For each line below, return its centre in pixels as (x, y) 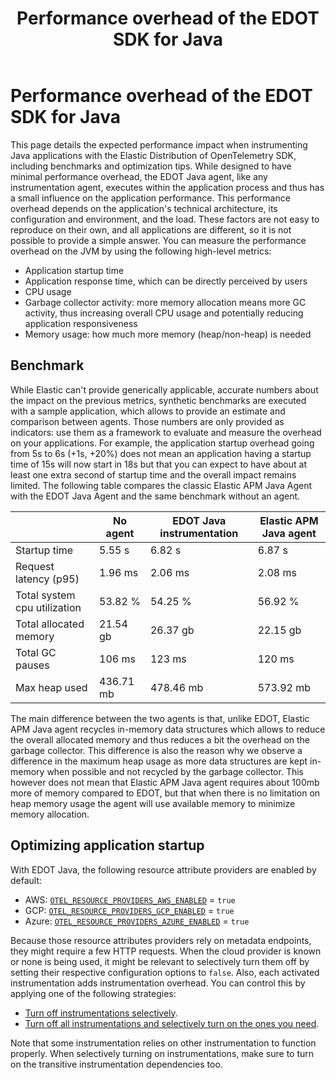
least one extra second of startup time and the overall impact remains (153, 474)
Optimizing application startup (107, 845)
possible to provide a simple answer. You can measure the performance (158, 240)
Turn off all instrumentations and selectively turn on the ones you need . (172, 1023)
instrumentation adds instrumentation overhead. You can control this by (158, 983)
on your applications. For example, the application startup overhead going (162, 443)
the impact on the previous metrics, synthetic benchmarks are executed (158, 400)
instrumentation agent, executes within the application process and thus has (167, 187)
